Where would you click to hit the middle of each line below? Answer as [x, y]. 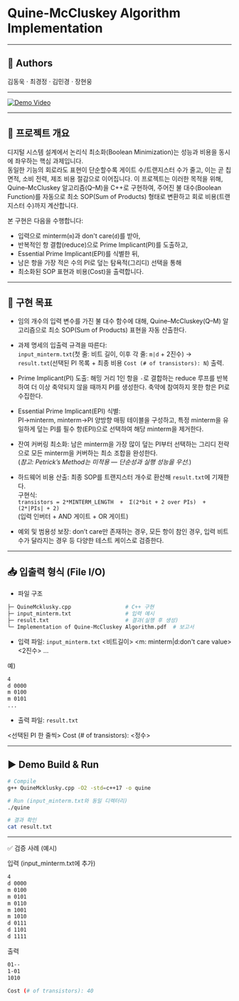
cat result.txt [30, 827]
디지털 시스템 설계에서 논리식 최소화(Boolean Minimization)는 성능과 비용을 [112, 152]
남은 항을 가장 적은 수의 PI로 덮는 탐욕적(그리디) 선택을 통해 [100, 263]
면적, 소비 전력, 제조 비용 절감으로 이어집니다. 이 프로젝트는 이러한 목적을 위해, [115, 178]
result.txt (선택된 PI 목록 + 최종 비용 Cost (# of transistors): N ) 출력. [121, 363]
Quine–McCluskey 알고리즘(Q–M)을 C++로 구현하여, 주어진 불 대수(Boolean [115, 188]
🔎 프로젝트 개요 [38, 133]
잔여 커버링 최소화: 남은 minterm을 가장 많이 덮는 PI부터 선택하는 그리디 [117, 444]
